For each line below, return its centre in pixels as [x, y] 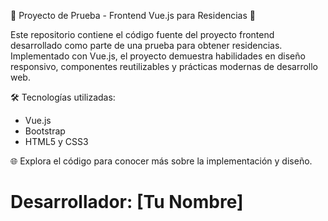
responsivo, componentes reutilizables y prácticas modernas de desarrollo [164, 66]
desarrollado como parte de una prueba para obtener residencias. [146, 45]
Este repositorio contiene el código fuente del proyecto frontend [142, 34]
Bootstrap [45, 131]
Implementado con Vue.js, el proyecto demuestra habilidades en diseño [158, 56]
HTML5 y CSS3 [56, 141]
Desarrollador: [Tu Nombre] [127, 202]
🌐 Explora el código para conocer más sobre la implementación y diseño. [161, 161]
